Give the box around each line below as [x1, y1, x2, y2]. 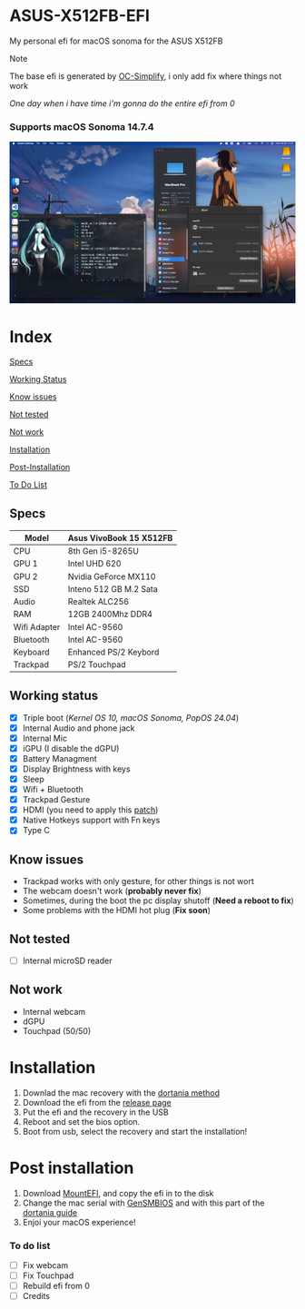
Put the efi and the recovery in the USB [22, 1107, 170, 1117]
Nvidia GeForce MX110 [67, 571, 156, 582]
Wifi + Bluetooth [22, 784, 84, 794]
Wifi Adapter [13, 621, 61, 632]
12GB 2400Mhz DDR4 [67, 609, 152, 620]
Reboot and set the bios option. [22, 1116, 141, 1127]
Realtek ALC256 [67, 596, 130, 606]
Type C [22, 825, 50, 836]
